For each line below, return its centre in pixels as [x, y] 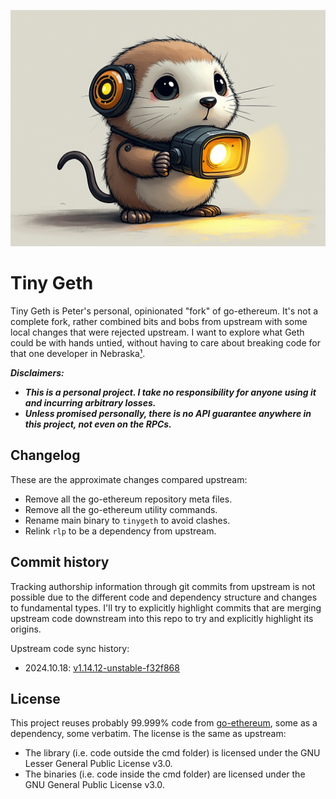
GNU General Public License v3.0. [94, 785]
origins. [26, 629]
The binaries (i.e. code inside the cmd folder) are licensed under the [165, 774]
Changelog [45, 455]
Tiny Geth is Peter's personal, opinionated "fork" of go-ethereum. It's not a [164, 311]
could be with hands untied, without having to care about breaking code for [165, 342]
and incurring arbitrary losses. [90, 402]
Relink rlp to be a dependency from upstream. [120, 531]
